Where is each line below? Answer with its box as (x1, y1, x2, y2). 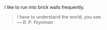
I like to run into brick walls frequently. (4, 4, 85, 10)
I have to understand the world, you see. (16, 14, 102, 19)
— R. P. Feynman (16, 19, 53, 25)
